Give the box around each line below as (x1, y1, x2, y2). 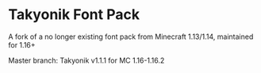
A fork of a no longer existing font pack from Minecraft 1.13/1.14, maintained (8, 32, 254, 41)
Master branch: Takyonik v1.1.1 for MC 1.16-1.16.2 (8, 56, 165, 65)
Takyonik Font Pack (8, 6, 140, 24)
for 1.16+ (8, 40, 36, 49)
